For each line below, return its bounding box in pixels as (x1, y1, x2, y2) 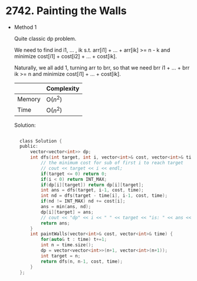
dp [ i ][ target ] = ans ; (40, 209, 94, 215)
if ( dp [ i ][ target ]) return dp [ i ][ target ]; (40, 181, 144, 188)
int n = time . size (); (40, 242, 94, 248)
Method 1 (14, 24, 37, 31)
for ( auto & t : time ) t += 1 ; (40, 237, 107, 243)
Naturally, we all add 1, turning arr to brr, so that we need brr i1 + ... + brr (14, 64, 190, 71)
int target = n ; (40, 253, 81, 259)
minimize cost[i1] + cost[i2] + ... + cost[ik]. (14, 52, 117, 59)
